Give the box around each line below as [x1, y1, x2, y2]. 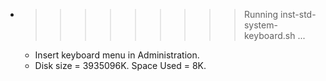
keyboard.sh [243, 30, 296, 41]
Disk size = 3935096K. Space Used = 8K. [34, 60, 207, 71]
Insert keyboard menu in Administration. [34, 49, 200, 61]
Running [243, 9, 279, 20]
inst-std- [279, 9, 317, 20]
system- [243, 19, 278, 31]
